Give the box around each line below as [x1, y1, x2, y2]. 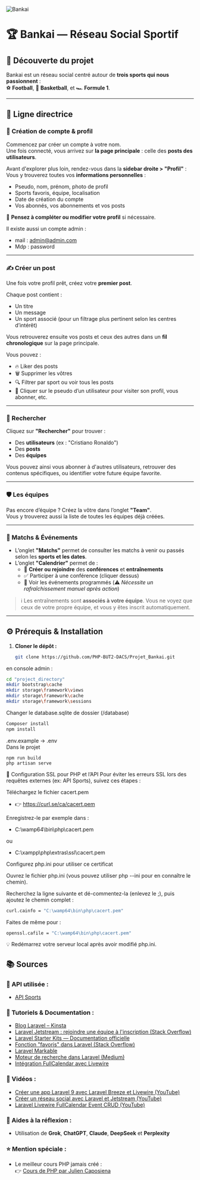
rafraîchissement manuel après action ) [23, 585, 120, 592]
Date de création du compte [14, 196, 84, 203]
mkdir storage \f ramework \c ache [6, 693, 84, 699]
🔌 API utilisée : [6, 980, 49, 988]
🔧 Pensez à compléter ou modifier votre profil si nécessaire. [6, 213, 156, 221]
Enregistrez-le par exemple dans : [6, 814, 89, 821]
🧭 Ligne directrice [6, 109, 73, 119]
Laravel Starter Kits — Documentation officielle [14, 1035, 130, 1042]
